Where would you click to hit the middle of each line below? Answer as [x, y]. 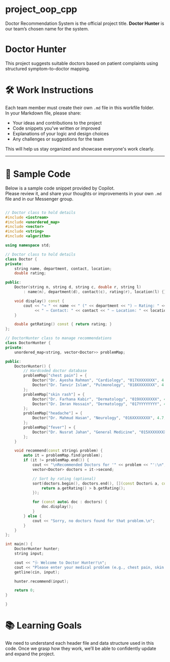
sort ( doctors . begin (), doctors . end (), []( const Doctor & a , [96, 483]
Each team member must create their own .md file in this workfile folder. [80, 107]
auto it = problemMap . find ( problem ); [63, 455]
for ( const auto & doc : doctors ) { [70, 502]
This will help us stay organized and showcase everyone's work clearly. [80, 149]
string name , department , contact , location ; [63, 269]
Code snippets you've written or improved [56, 128]
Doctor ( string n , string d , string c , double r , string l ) [78, 287]
